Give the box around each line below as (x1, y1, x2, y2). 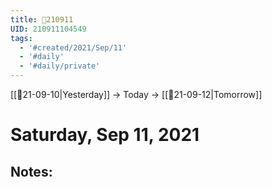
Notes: (10, 163, 53, 180)
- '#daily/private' (19, 61, 101, 71)
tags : (10, 33, 33, 43)
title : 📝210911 (10, 14, 74, 25)
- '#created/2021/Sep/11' (19, 42, 128, 53)
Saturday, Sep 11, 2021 (10, 124, 200, 146)
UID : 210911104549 (10, 24, 87, 34)
